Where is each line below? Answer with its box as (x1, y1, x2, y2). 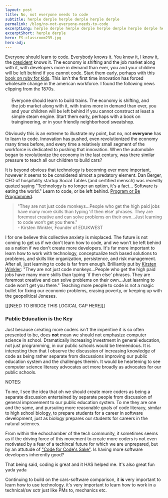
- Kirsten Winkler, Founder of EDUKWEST (17, 224, 103, 230)
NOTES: (5, 379, 21, 385)
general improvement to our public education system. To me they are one (5, 400, 156, 406)
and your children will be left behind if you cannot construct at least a (11, 108, 154, 114)
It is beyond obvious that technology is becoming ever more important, (5, 167, 151, 173)
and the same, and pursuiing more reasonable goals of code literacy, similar (5, 405, 161, 411)
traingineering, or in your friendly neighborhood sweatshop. (11, 118, 135, 125)
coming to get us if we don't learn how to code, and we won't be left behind (5, 239, 161, 245)
